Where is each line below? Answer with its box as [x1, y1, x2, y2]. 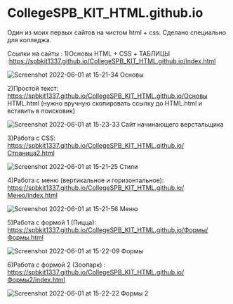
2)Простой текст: [7, 84, 59, 92]
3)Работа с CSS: [7, 134, 56, 142]
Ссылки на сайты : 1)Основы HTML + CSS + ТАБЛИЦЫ [7, 49, 171, 58]
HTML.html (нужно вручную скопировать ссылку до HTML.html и [7, 99, 202, 107]
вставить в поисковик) [7, 106, 76, 115]
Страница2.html [7, 148, 55, 157]
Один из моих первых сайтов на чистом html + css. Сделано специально [7, 28, 227, 37]
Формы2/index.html [7, 275, 65, 284]
